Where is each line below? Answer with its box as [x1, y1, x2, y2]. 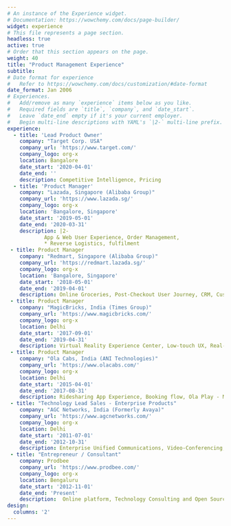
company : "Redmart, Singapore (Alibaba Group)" [19, 253, 158, 260]
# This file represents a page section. [7, 29, 125, 36]
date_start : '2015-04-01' [19, 381, 94, 388]
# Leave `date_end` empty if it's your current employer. [7, 112, 184, 119]
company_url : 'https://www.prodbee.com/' [19, 464, 140, 471]
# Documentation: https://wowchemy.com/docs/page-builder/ [7, 17, 180, 23]
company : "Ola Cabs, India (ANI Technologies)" [19, 355, 158, 362]
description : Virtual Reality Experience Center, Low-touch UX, [19, 342, 208, 349]
